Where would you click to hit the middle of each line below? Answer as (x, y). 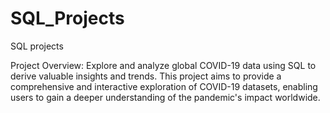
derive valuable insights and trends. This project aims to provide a (146, 76)
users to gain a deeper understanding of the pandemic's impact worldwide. (165, 97)
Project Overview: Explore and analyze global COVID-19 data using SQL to (163, 65)
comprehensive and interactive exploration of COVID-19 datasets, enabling (164, 86)
